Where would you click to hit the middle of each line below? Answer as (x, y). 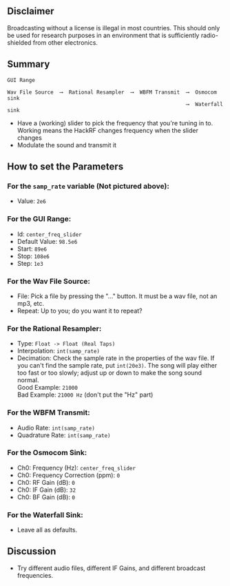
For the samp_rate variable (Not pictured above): (88, 186)
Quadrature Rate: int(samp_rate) (64, 435)
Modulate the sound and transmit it (67, 145)
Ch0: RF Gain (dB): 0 (46, 482)
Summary (29, 64)
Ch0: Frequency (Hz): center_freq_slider (76, 468)
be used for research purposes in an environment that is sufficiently (103, 35)
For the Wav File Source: (49, 281)
